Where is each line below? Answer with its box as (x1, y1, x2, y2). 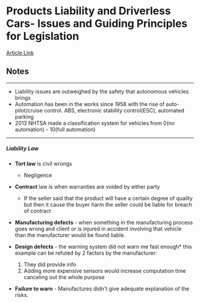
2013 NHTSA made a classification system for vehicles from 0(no (14, 119, 175, 126)
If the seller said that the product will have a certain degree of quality (23, 195, 193, 202)
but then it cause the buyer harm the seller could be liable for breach (23, 201, 192, 208)
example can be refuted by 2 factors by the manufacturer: (14, 249, 157, 257)
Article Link (6, 49, 34, 56)
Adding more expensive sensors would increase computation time (23, 267, 186, 274)
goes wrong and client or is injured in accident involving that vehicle (14, 225, 182, 232)
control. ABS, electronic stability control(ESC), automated (43, 107, 185, 114)
